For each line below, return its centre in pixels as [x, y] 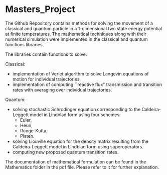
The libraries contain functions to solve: [46, 54]
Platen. [27, 136]
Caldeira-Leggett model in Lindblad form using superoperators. [78, 146]
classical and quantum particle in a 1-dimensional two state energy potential [83, 28]
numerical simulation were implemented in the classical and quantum [76, 39]
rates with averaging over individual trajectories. [62, 90]
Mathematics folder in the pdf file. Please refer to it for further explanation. [82, 167]
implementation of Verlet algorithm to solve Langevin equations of [80, 73]
